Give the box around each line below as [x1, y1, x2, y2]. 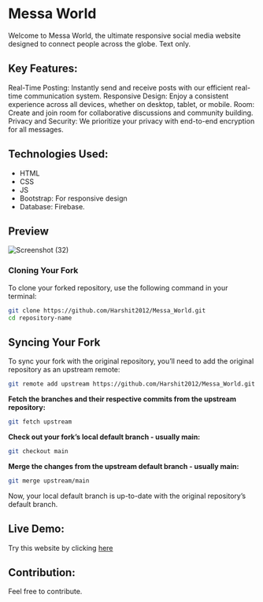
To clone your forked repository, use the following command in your [8, 283, 228, 292]
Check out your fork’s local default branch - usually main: [8, 432, 201, 441]
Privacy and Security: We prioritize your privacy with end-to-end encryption [8, 116, 255, 126]
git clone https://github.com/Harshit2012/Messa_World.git [8, 306, 206, 315]
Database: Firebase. [19, 201, 85, 211]
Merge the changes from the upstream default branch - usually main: [8, 461, 239, 471]
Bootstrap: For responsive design [19, 194, 128, 203]
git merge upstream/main [8, 477, 90, 485]
